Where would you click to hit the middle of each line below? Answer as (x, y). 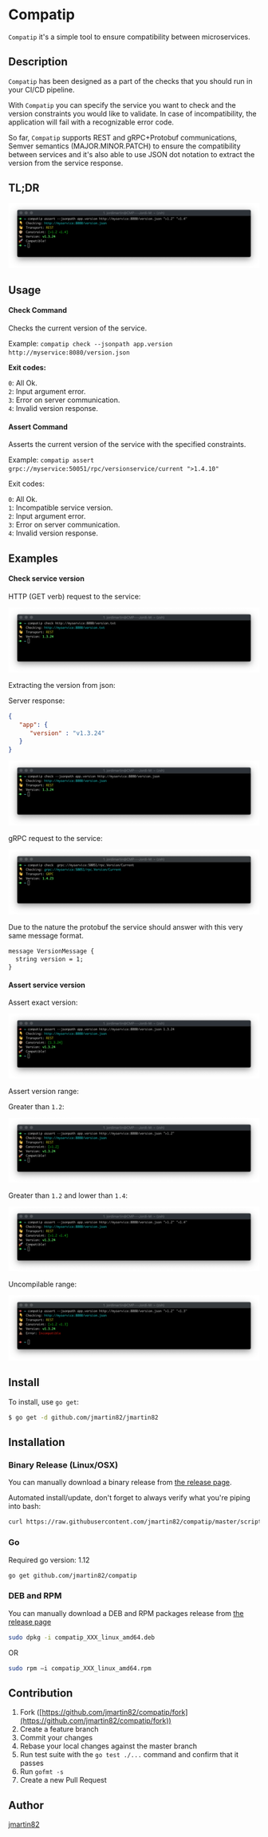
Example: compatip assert (51, 460)
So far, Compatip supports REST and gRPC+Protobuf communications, (123, 137)
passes (32, 1763)
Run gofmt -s (41, 1772)
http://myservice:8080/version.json (69, 353)
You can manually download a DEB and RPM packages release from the (126, 1613)
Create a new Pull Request (63, 1780)
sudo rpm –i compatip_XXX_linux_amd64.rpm (80, 1668)
